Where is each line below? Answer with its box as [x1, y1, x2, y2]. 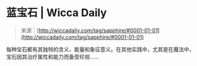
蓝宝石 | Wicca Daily [6, 6, 107, 20]
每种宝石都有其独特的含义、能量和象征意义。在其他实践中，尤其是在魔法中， [6, 46, 195, 53]
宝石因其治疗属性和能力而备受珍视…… [6, 53, 100, 60]
